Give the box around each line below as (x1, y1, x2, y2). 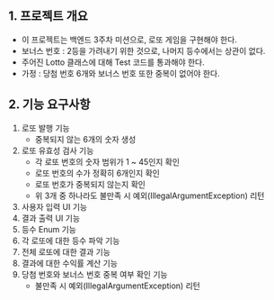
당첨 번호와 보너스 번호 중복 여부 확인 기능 (21, 268, 168, 279)
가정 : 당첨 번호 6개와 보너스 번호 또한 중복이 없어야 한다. (21, 68, 221, 78)
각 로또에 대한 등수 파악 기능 (21, 235, 120, 246)
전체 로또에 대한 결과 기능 (21, 246, 111, 257)
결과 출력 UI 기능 (21, 213, 81, 223)
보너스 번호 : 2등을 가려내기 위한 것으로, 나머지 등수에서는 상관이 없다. (21, 45, 266, 56)
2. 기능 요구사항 (8, 97, 91, 113)
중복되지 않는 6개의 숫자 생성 (34, 133, 137, 144)
